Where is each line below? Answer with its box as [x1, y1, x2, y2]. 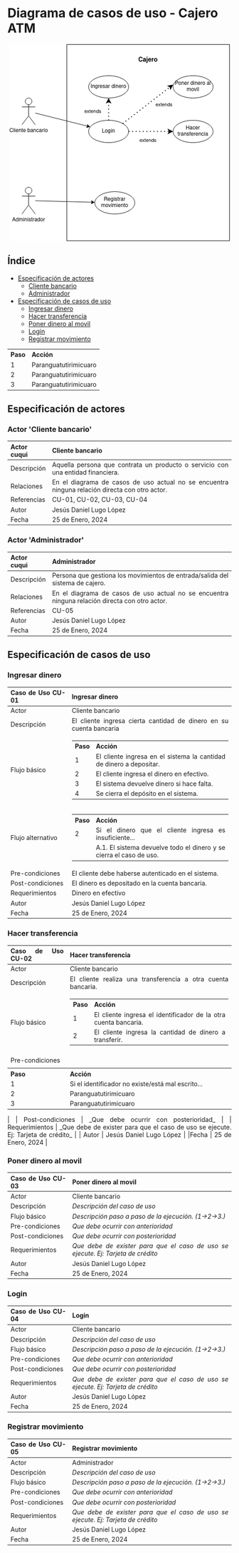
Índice [7, 255, 36, 267]
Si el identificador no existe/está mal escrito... [70, 1079, 203, 1088]
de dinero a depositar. [95, 759, 160, 768]
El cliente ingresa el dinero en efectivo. [95, 769, 209, 778]
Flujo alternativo [10, 833, 58, 841]
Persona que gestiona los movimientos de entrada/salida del [52, 571, 229, 580]
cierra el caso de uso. [95, 851, 159, 859]
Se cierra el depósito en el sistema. [95, 789, 198, 798]
